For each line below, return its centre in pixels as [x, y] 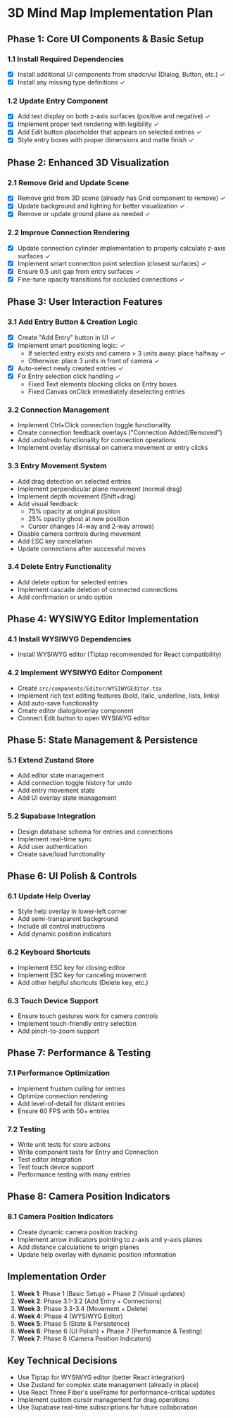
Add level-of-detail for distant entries [71, 1103]
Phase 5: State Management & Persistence [103, 740]
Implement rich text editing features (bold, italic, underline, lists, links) [118, 696]
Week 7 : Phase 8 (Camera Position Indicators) [84, 1338]
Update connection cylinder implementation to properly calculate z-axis [121, 248]
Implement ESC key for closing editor [71, 967]
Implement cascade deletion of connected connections [97, 589]
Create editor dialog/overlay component [75, 710]
